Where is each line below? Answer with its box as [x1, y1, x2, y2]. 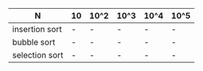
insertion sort [12, 24, 62, 34]
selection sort [12, 49, 64, 61]
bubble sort [12, 37, 56, 47]
